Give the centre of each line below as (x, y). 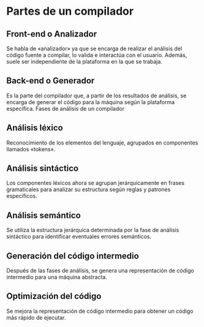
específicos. (22, 196)
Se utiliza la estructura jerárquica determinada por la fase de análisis (93, 230)
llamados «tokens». (31, 149)
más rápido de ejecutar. (36, 317)
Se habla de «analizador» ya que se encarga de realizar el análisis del (94, 48)
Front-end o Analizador (51, 34)
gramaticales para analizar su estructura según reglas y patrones (89, 190)
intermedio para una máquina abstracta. (57, 277)
